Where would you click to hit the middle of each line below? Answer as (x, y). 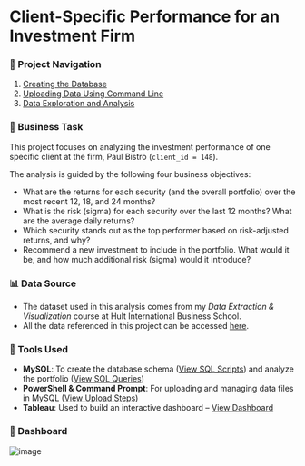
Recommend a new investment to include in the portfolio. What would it (156, 249)
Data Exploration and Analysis (79, 104)
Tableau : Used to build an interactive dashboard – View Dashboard (148, 408)
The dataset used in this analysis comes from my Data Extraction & (148, 307)
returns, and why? (56, 240)
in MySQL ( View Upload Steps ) (80, 398)
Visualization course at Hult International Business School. (132, 316)
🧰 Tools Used (39, 349)
